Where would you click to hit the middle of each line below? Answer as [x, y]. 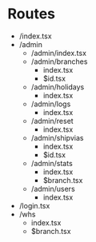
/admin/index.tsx [59, 53]
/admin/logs [51, 104]
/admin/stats [52, 163]
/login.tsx [34, 205]
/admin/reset [52, 121]
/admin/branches [59, 61]
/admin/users [53, 188]
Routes [31, 14]
